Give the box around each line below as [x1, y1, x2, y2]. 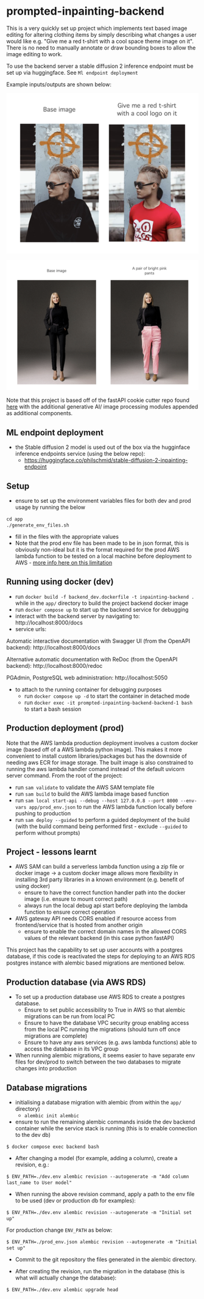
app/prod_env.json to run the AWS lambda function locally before [29, 803, 193, 810]
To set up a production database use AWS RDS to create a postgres [15, 993, 185, 1001]
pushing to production [15, 809, 71, 817]
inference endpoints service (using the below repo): [15, 450, 146, 457]
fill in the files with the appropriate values [15, 533, 119, 540]
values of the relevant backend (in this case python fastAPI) [24, 934, 175, 942]
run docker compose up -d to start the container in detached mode [24, 692, 190, 700]
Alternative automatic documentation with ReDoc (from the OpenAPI [6, 656, 178, 663]
